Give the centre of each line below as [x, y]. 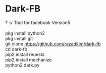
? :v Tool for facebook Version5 [38, 22]
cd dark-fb [16, 49]
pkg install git [19, 38]
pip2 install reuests [25, 54]
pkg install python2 [25, 33]
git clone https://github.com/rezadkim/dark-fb [53, 43]
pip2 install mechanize [29, 59]
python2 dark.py [22, 65]
